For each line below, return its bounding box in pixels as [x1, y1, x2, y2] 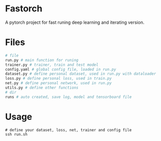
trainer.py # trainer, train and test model [5, 62, 99, 67]
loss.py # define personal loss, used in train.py [5, 76, 112, 81]
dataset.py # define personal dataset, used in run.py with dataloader [5, 71, 156, 77]
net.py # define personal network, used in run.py [5, 81, 112, 86]
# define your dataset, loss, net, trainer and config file [5, 127, 132, 133]
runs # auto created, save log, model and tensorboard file [5, 94, 132, 99]
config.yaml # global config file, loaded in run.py [5, 67, 116, 72]
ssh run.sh [5, 132, 28, 137]
